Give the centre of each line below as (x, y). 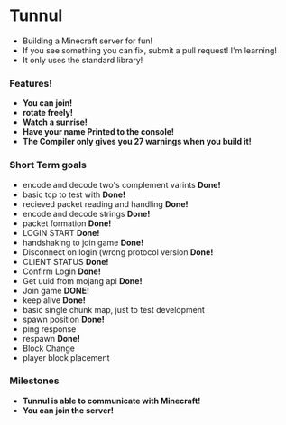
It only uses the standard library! (83, 60)
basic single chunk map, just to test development (114, 309)
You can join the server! (68, 410)
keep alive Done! (54, 300)
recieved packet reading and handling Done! (105, 203)
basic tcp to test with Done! (74, 194)
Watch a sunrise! (55, 122)
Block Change (48, 348)
